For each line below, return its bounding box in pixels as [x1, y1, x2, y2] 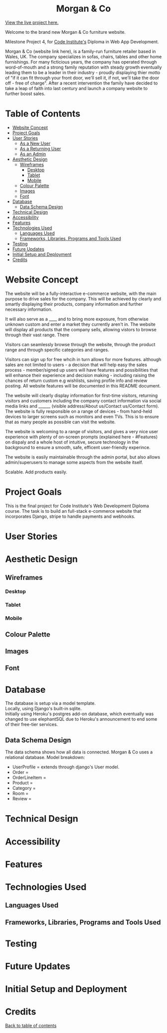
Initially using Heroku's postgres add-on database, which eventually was [5, 711, 154, 717]
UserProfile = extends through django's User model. [12, 764, 120, 770]
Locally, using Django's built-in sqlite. [5, 706, 82, 712]
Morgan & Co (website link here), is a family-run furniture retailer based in [5, 48, 156, 54]
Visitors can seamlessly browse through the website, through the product [5, 341, 156, 347]
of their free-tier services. [5, 722, 58, 728]
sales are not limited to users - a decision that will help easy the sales [5, 362, 148, 368]
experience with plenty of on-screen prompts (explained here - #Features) [5, 434, 158, 440]
